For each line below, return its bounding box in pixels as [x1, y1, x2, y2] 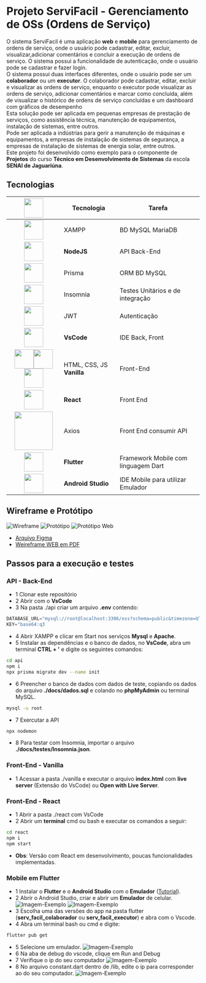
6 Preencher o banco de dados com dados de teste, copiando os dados [15, 680, 197, 687]
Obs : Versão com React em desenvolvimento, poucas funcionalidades [15, 851, 193, 859]
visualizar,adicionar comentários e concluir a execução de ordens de [6, 50, 180, 58]
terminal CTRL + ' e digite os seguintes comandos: [15, 645, 143, 653]
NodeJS [63, 247, 88, 256]
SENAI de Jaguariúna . [6, 162, 63, 169]
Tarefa [148, 203, 168, 212]
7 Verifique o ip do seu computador [15, 956, 105, 963]
